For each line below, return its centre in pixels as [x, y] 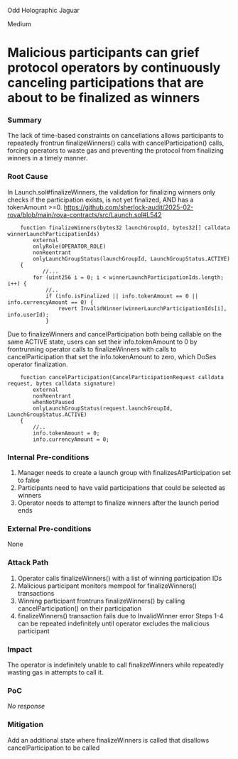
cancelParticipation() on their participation [80, 608]
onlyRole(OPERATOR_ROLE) [70, 246]
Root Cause [28, 177]
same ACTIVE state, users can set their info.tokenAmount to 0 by [102, 342]
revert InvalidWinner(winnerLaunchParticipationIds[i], [142, 308]
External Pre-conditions [49, 529]
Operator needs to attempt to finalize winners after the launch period [118, 503]
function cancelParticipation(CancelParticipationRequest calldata [122, 377]
